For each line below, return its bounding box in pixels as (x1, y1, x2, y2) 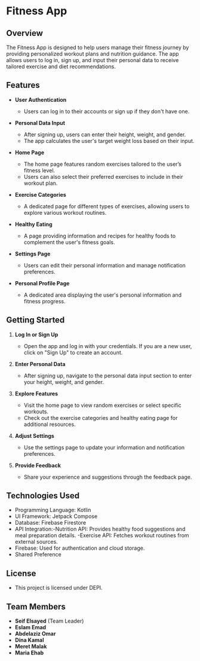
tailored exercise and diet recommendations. (6, 63, 116, 70)
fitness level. (23, 166, 56, 174)
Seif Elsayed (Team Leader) (14, 617, 84, 625)
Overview (6, 28, 44, 38)
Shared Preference (14, 551, 61, 558)
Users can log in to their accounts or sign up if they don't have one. (23, 108, 190, 115)
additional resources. (23, 421, 76, 428)
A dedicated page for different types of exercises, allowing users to (23, 202, 190, 210)
